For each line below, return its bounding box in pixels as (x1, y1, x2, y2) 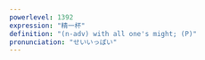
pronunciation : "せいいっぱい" (9, 37, 118, 47)
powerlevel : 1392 (9, 12, 74, 22)
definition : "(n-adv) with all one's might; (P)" (9, 29, 198, 38)
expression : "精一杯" (9, 21, 86, 30)
